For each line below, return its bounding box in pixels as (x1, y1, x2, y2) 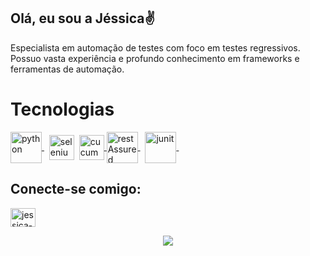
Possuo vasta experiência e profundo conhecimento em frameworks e (10, 52, 300, 64)
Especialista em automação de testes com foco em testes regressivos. (10, 41, 301, 54)
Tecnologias (10, 98, 115, 120)
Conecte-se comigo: (10, 181, 142, 198)
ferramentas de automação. (10, 63, 125, 75)
